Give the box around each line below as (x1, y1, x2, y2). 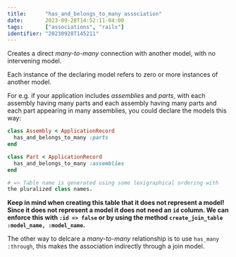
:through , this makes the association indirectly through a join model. (7, 242, 205, 251)
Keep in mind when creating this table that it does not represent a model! (7, 199, 225, 207)
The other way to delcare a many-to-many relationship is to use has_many (7, 234, 220, 243)
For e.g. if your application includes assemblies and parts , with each (7, 92, 206, 100)
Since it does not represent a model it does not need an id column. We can (7, 206, 229, 215)
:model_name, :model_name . (7, 221, 86, 230)
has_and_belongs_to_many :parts (13, 134, 109, 142)
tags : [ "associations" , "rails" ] (7, 23, 125, 30)
